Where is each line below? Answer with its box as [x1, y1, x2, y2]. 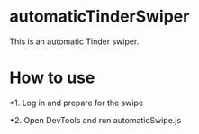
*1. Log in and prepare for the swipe [9, 97, 144, 108]
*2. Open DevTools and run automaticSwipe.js [9, 114, 182, 125]
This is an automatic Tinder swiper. [9, 36, 140, 47]
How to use [9, 67, 95, 88]
